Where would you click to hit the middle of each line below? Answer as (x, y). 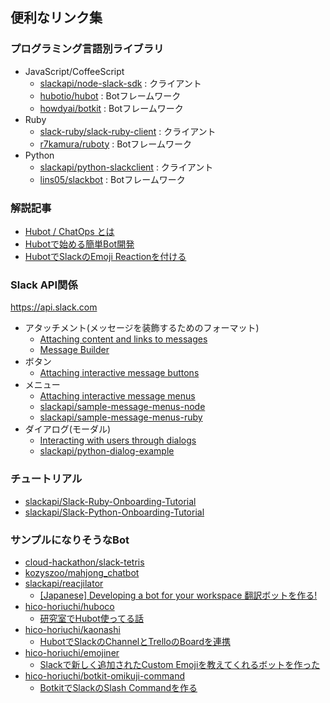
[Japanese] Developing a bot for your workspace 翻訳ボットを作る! (178, 595)
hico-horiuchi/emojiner (72, 652)
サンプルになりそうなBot (70, 540)
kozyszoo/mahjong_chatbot (82, 572)
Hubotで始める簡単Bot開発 (79, 244)
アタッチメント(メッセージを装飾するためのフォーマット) (142, 328)
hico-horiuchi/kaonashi (72, 629)
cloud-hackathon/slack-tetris (84, 562)
